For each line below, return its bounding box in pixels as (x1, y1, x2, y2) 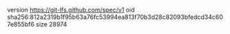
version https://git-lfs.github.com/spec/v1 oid (7, 6, 135, 14)
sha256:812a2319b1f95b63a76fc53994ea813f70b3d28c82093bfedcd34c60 (7, 13, 223, 21)
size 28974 (36, 20, 67, 28)
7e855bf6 (7, 20, 35, 28)
